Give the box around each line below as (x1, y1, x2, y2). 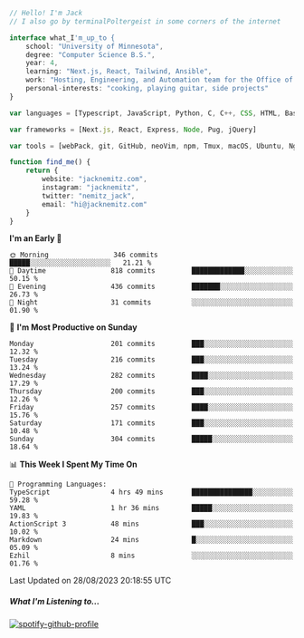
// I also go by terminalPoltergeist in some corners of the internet (9, 16, 281, 26)
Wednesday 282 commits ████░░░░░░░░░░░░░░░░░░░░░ (9, 372, 294, 381)
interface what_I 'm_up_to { (9, 33, 116, 43)
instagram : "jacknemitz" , (42, 183, 140, 192)
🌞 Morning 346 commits (9, 250, 158, 260)
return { (25, 166, 59, 176)
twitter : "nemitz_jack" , (42, 191, 136, 200)
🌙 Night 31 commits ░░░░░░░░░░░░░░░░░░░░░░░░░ (9, 298, 294, 307)
